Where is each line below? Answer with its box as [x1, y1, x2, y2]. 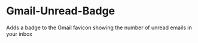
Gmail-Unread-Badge [6, 4, 115, 18]
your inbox [6, 30, 33, 37]
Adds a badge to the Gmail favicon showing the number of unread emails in [6, 24, 193, 31]
